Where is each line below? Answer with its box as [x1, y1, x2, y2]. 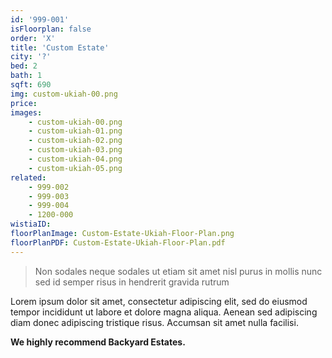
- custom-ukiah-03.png [28, 145, 123, 155]
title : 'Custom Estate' [10, 42, 110, 53]
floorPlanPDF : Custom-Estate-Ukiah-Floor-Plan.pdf [10, 237, 226, 248]
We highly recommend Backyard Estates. [10, 336, 186, 348]
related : [10, 172, 47, 183]
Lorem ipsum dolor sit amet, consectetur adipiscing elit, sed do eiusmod [10, 295, 308, 307]
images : [10, 107, 43, 118]
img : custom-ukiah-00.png [10, 89, 118, 99]
